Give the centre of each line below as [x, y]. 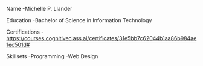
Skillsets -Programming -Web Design [52, 56]
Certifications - [25, 32]
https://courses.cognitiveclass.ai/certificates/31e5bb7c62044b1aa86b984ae [101, 38]
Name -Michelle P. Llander [39, 9]
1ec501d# [18, 45]
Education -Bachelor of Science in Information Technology [79, 20]
